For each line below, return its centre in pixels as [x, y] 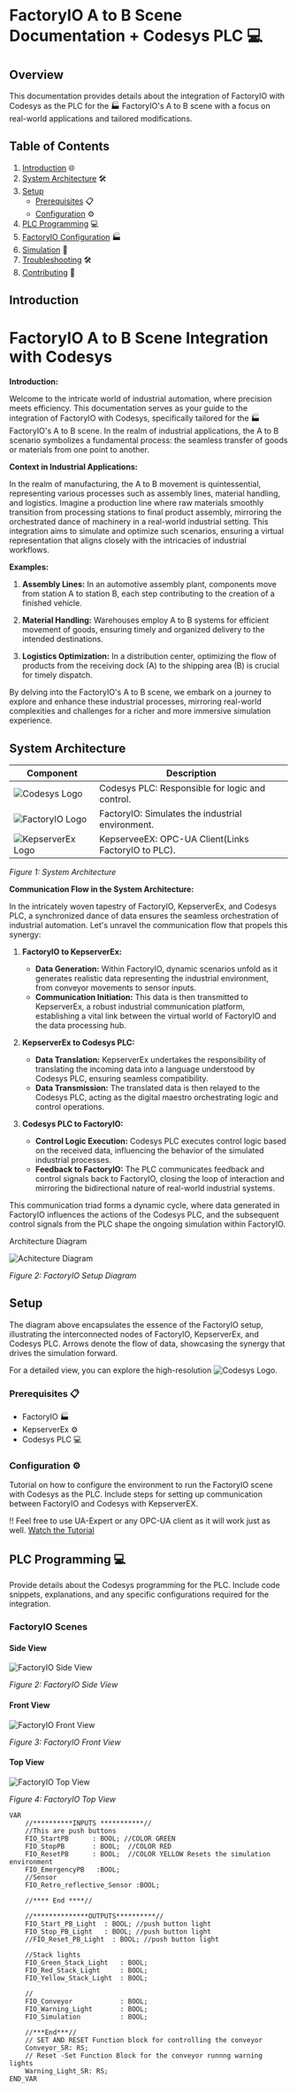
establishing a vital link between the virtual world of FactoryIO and [156, 1016]
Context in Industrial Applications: [74, 467]
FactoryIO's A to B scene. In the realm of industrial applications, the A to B [144, 431]
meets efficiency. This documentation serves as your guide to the [129, 408]
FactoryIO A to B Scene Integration [139, 338]
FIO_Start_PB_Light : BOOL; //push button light [118, 1924]
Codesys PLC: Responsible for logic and [183, 787]
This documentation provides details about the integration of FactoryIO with [147, 96]
